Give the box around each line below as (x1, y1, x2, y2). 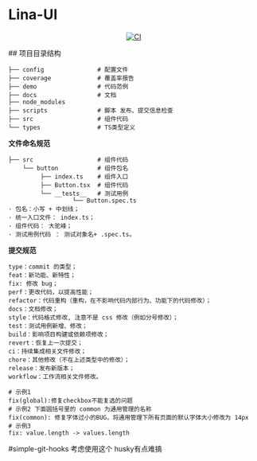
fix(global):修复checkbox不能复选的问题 (8, 397, 134, 404)
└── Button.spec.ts (72, 197, 137, 205)
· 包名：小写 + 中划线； (8, 205, 80, 213)
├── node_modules (8, 98, 66, 106)
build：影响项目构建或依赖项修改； (8, 330, 110, 338)
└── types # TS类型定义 (8, 123, 136, 131)
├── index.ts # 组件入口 (40, 173, 129, 181)
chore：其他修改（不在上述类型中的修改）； (8, 356, 130, 364)
